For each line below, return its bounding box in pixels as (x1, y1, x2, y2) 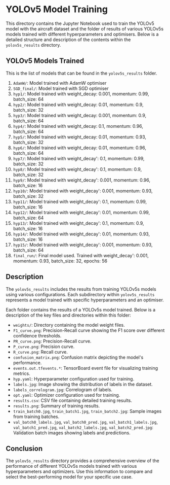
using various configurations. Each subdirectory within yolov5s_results (6, 291, 155, 297)
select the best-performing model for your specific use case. (6, 474, 133, 480)
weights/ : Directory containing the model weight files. (13, 322, 125, 328)
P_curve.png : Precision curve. (13, 343, 75, 350)
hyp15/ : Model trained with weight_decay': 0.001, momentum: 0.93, (13, 241, 153, 248)
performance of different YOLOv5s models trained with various (6, 463, 137, 469)
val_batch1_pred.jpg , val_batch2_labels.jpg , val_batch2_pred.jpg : (13, 424, 154, 430)
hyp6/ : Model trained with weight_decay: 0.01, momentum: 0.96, (13, 145, 146, 151)
